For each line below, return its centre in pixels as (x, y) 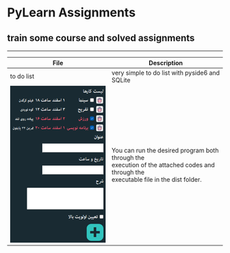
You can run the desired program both (165, 150)
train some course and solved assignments (101, 38)
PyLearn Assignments (71, 13)
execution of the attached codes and (164, 165)
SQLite (121, 80)
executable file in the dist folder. (157, 179)
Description (166, 62)
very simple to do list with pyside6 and (166, 73)
